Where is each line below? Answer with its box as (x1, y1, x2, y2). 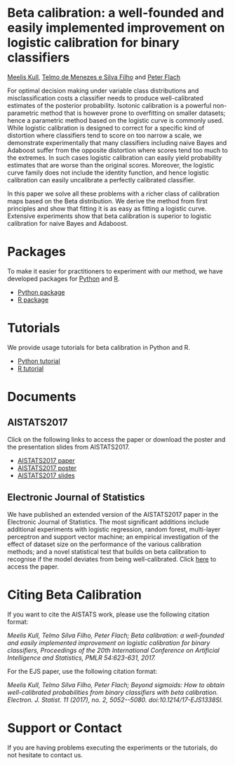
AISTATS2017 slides (17, 471, 75, 480)
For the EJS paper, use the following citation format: (7, 667, 158, 675)
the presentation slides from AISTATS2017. (7, 442, 130, 451)
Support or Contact (7, 720, 122, 736)
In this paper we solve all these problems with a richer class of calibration (7, 189, 220, 198)
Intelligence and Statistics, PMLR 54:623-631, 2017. (7, 654, 156, 662)
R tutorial (17, 364, 44, 372)
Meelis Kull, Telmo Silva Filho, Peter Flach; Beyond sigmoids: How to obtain (7, 680, 225, 689)
